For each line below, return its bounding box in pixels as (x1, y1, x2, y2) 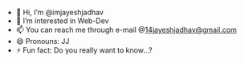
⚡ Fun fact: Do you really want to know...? (15, 45, 153, 55)
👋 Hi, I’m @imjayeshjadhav (15, 8, 104, 17)
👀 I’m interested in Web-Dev (15, 16, 109, 26)
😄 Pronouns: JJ (15, 37, 70, 45)
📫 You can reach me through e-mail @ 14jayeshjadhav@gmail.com (15, 25, 237, 34)
